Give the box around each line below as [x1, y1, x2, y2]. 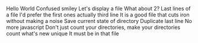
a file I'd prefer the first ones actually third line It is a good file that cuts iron [6, 11, 190, 18]
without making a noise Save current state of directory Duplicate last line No [6, 18, 193, 24]
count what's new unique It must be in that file [6, 30, 120, 37]
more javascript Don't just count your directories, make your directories [6, 24, 181, 31]
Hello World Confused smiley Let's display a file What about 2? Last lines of [6, 5, 191, 12]
